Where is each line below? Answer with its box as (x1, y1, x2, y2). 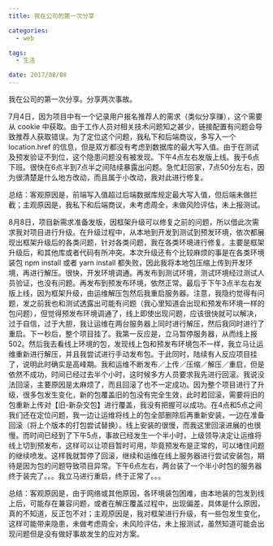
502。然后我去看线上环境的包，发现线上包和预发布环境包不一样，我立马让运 (8, 339, 264, 349)
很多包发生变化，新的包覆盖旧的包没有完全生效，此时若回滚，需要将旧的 (22, 390, 265, 399)
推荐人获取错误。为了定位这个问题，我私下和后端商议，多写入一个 (15, 132, 236, 141)
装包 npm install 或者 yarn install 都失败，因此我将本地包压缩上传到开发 (8, 258, 246, 267)
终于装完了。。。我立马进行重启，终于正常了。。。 (8, 471, 165, 480)
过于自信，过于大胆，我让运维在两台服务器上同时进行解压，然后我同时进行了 (8, 318, 265, 328)
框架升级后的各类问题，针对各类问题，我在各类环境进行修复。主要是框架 (22, 237, 265, 247)
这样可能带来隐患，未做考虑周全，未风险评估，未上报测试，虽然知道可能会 (8, 519, 258, 528)
